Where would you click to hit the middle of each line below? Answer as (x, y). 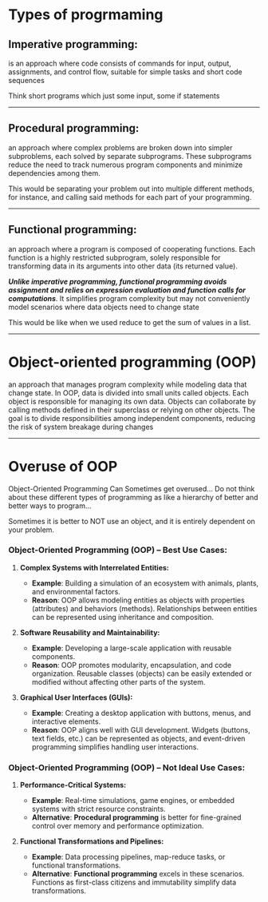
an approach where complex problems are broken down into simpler (120, 147)
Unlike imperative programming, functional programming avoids (118, 281)
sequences (27, 80)
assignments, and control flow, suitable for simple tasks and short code (126, 72)
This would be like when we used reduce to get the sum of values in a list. (130, 322)
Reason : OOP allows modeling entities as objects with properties (138, 600)
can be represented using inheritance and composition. (122, 617)
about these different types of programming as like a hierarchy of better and (133, 497)
